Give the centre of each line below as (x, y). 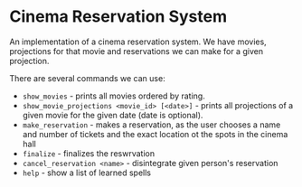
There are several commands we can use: (87, 78)
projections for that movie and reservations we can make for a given (137, 51)
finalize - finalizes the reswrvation (89, 153)
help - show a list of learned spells (87, 173)
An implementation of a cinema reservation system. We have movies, (138, 42)
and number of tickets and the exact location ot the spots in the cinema (155, 134)
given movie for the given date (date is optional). (113, 115)
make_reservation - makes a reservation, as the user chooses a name (151, 125)
